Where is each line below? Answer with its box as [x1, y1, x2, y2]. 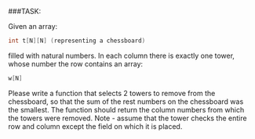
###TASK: [8, 7, 42, 16]
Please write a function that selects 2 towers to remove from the [8, 88, 216, 98]
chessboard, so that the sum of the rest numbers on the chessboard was [8, 97, 244, 106]
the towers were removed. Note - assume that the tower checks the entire [8, 113, 247, 123]
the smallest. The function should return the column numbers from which [8, 105, 245, 114]
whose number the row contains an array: [8, 59, 144, 69]
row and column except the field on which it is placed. [8, 121, 183, 131]
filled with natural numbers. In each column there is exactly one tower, [8, 51, 235, 60]
